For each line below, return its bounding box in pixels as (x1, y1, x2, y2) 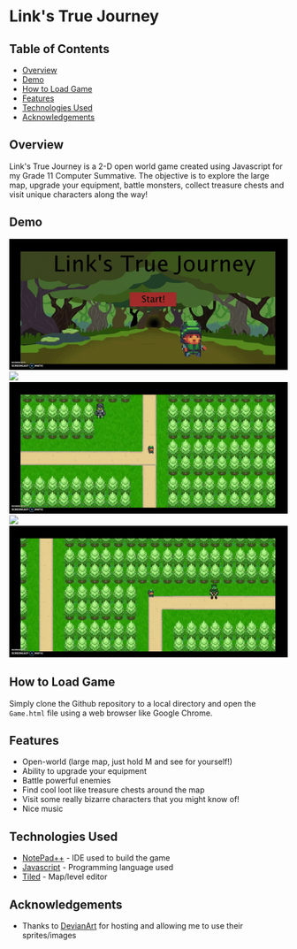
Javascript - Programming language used (21, 862, 174, 873)
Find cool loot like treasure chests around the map (21, 784, 205, 795)
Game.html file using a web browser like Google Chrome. (9, 708, 213, 718)
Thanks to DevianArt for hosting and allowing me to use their (21, 921, 243, 931)
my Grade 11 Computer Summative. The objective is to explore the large (9, 170, 270, 180)
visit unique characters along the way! (9, 188, 148, 200)
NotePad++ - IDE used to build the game (21, 853, 171, 863)
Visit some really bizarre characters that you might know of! (21, 794, 240, 805)
